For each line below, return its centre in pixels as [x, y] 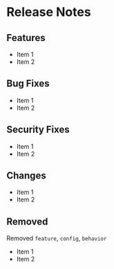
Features [26, 38]
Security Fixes [38, 130]
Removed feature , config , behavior [57, 238]
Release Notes [49, 12]
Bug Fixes [28, 84]
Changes [26, 176]
